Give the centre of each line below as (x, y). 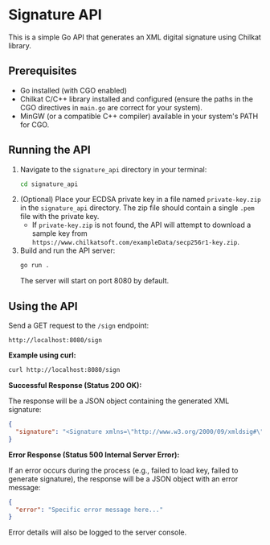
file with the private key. (59, 217)
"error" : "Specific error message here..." (89, 510)
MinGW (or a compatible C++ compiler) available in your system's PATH (139, 116)
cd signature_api (49, 184)
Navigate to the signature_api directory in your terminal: (113, 169)
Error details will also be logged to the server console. (98, 532)
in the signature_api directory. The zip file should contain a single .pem (137, 208)
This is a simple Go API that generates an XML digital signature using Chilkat (135, 37)
